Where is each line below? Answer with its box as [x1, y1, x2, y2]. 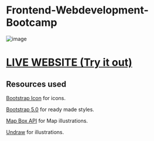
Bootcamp [6, 16, 57, 29]
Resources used [6, 79, 66, 89]
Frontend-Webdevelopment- [6, 4, 149, 17]
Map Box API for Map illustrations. [6, 117, 88, 124]
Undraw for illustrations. [6, 128, 64, 135]
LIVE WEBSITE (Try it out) [6, 56, 133, 69]
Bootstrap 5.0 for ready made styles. [6, 106, 95, 113]
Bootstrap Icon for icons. [6, 94, 66, 101]
